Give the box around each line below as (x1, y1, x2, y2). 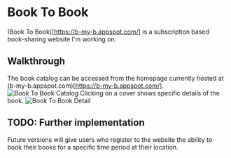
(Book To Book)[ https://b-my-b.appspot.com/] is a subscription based (7, 27, 210, 36)
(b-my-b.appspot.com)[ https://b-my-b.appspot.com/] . (7, 81, 164, 90)
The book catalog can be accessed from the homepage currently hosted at (7, 74, 224, 82)
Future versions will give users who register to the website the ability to (7, 135, 213, 144)
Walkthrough (7, 55, 65, 67)
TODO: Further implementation (7, 117, 145, 129)
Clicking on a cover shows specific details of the (80, 88, 220, 97)
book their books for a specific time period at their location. (7, 143, 178, 151)
